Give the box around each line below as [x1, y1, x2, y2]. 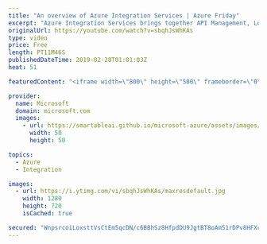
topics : [8, 150, 34, 159]
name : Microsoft [15, 99, 69, 107]
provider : [8, 92, 41, 100]
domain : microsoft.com [15, 107, 91, 115]
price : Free [8, 41, 48, 49]
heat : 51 [8, 64, 37, 72]
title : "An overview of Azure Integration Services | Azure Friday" [8, 11, 240, 20]
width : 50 [29, 129, 62, 137]
